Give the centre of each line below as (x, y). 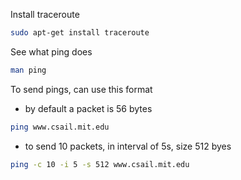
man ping (28, 70)
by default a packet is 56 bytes (88, 108)
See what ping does (51, 51)
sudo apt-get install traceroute (80, 33)
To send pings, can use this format (81, 89)
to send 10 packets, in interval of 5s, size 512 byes (128, 146)
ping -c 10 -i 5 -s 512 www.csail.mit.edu (100, 164)
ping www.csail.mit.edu (60, 127)
